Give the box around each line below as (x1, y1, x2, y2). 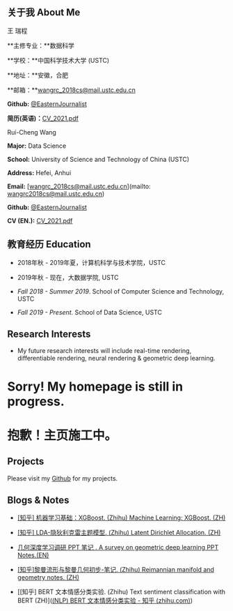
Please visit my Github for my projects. (7, 474, 118, 483)
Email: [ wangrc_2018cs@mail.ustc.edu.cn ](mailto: (7, 182, 151, 190)
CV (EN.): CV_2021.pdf (7, 216, 73, 225)
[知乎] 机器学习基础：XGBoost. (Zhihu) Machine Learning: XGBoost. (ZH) (17, 513, 226, 522)
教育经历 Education (7, 239, 92, 250)
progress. (7, 393, 65, 409)
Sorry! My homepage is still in (7, 379, 184, 394)
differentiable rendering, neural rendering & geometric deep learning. (17, 354, 216, 363)
